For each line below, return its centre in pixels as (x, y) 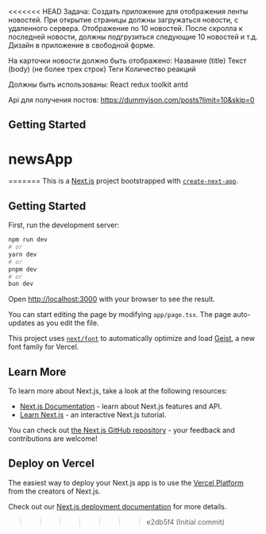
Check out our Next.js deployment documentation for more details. (118, 506)
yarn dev (23, 254)
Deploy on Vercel (52, 464)
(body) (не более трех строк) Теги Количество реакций (102, 69)
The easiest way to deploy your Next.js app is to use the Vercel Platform (126, 482)
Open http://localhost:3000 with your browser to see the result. (112, 299)
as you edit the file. (68, 323)
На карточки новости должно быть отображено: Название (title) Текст (127, 60)
